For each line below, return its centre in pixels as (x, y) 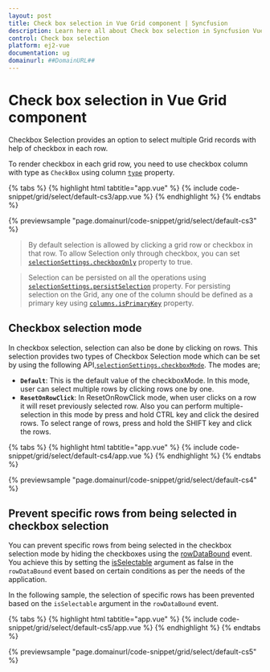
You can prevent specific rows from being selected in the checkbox (120, 545)
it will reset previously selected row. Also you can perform (116, 406)
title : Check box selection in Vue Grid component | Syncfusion (118, 23)
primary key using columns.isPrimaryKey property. (111, 303)
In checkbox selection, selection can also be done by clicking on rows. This (133, 347)
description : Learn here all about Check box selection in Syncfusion (129, 31)
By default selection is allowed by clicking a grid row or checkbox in (140, 244)
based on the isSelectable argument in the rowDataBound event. (113, 604)
